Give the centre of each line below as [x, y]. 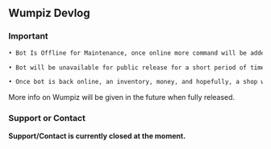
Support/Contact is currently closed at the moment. [97, 135]
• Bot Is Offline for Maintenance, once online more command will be [128, 53]
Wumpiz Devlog [49, 13]
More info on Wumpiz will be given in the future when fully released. [122, 97]
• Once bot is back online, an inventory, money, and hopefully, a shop [133, 82]
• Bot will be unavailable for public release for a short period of [128, 68]
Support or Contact [47, 118]
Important [28, 36]
